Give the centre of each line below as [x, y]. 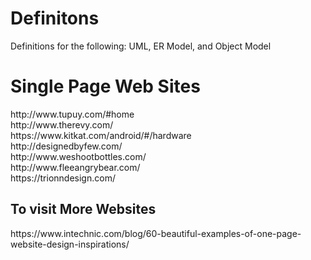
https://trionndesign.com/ [63, 178]
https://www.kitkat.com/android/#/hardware [101, 135]
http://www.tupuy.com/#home [72, 114]
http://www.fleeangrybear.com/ [75, 167]
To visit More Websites [83, 209]
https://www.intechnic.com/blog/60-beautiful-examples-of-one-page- [156, 233]
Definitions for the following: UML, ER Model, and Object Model [141, 46]
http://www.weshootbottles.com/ [78, 156]
